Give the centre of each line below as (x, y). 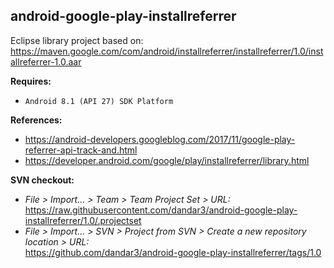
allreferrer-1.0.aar (46, 61)
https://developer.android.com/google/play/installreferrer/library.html (167, 160)
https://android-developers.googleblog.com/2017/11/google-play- (160, 139)
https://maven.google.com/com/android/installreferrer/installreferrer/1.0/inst (167, 51)
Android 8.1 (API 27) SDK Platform (99, 101)
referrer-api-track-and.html (81, 150)
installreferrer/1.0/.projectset (83, 220)
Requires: (31, 81)
